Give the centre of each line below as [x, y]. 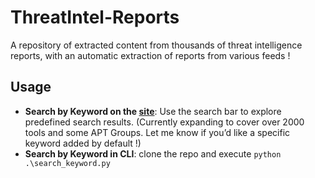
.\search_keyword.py [67, 163]
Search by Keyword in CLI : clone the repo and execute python [153, 153]
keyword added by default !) [83, 143]
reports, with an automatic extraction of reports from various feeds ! [150, 55]
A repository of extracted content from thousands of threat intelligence [156, 45]
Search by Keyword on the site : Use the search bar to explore [153, 111]
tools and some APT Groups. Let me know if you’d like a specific [157, 132]
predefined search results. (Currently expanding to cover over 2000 [164, 122]
